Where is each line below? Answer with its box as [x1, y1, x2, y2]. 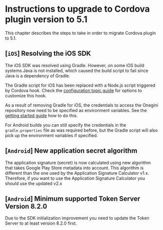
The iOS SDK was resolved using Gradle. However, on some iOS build [5, 62, 145, 68]
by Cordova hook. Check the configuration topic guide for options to [5, 87, 142, 93]
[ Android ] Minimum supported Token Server [5, 194, 140, 203]
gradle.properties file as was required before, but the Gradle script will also [5, 127, 158, 133]
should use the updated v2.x [5, 180, 62, 186]
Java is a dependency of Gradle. [5, 72, 71, 79]
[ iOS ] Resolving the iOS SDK [5, 49, 91, 58]
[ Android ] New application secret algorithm [5, 147, 138, 155]
